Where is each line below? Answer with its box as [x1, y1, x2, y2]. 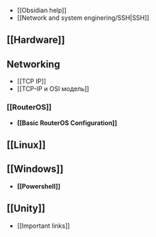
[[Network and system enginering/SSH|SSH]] [16, 13, 150, 22]
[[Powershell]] [16, 182, 61, 190]
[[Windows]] [6, 163, 64, 175]
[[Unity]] [6, 202, 45, 215]
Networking [6, 58, 61, 70]
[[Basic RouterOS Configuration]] [16, 118, 118, 127]
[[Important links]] [16, 221, 70, 230]
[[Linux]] [6, 138, 46, 151]
